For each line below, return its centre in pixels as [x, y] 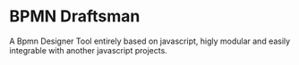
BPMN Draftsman [75, 16]
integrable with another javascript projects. [88, 50]
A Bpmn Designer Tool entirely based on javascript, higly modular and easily [150, 41]
